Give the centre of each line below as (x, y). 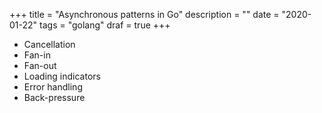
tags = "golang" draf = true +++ (105, 25)
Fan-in (37, 55)
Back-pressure (54, 97)
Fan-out (40, 65)
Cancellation (49, 44)
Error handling (53, 87)
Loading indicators (62, 76)
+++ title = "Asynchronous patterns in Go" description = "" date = (144, 14)
